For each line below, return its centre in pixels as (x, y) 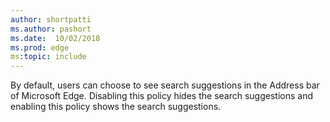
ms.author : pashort (51, 29)
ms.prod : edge (40, 47)
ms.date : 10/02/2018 (55, 38)
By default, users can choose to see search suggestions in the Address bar (165, 85)
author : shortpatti (51, 19)
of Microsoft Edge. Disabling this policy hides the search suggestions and (161, 96)
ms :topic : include (48, 57)
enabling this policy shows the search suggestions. (116, 107)
